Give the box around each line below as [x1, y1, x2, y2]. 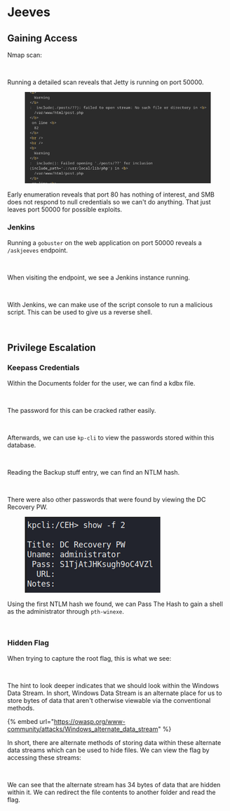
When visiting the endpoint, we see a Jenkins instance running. [7, 273, 191, 282]
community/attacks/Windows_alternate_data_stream [7, 725, 158, 733]
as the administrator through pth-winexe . [7, 607, 125, 615]
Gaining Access [7, 32, 78, 44]
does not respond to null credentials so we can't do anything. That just [7, 197, 212, 206]
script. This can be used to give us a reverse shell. [7, 308, 153, 316]
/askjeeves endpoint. [7, 246, 68, 254]
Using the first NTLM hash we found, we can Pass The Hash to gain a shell [7, 600, 223, 608]
